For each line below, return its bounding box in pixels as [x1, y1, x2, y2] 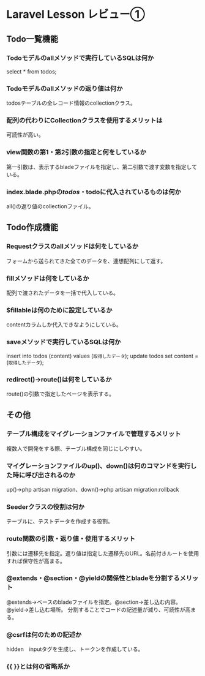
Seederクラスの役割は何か [6, 502, 84, 511]
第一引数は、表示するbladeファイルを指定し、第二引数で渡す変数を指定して [6, 163, 198, 170]
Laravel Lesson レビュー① [6, 7, 146, 21]
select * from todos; [6, 67, 57, 75]
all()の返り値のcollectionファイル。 [6, 203, 94, 210]
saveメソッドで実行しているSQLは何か [6, 338, 121, 347]
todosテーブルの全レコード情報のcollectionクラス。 [6, 99, 136, 107]
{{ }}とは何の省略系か [6, 663, 70, 671]
